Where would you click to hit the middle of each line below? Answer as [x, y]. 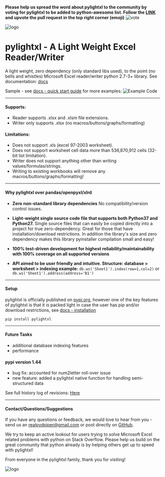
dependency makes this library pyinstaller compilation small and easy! [83, 239]
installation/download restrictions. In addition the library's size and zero [84, 234]
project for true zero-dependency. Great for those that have [72, 229]
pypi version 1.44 [23, 362]
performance [26, 351]
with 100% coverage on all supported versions [61, 254]
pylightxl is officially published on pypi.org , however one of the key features [82, 299]
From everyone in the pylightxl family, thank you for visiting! [66, 460]
